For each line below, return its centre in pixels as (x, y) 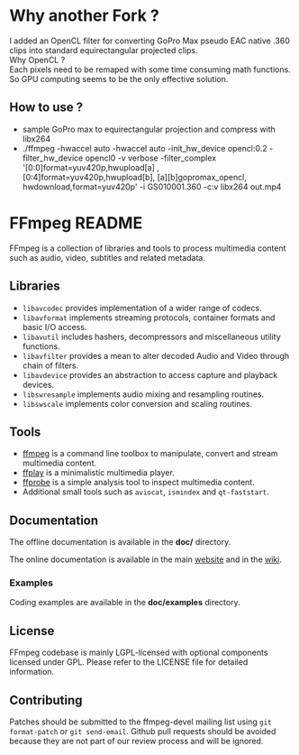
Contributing (46, 700)
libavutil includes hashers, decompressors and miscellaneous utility (151, 336)
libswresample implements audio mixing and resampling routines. (143, 394)
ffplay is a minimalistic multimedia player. (99, 473)
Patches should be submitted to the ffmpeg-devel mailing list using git (140, 722)
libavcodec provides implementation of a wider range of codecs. (142, 308)
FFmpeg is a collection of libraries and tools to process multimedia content (148, 248)
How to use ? (46, 108)
